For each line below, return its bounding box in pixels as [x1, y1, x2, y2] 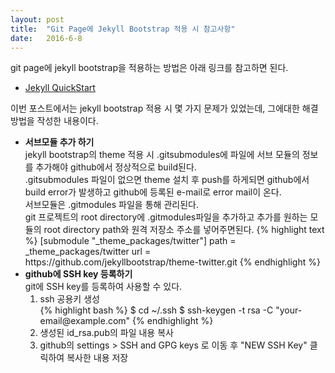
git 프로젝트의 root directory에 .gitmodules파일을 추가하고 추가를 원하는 [24, 211, 308, 223]
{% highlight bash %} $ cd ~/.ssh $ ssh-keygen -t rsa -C [39, 304, 274, 316]
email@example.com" [39, 315, 131, 327]
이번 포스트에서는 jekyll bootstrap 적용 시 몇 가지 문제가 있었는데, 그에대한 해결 [10, 102, 319, 115]
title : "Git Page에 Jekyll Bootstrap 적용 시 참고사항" [10, 24, 236, 34]
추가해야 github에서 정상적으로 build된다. [35, 161, 197, 173]
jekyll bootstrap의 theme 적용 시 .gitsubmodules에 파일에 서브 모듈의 [24, 149, 300, 161]
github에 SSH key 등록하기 [24, 268, 133, 280]
